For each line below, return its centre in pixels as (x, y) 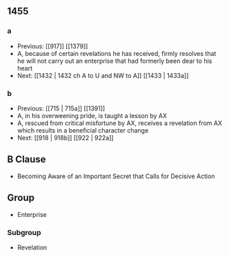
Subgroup (24, 232)
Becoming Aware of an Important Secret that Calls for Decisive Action (116, 176)
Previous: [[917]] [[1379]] (52, 46)
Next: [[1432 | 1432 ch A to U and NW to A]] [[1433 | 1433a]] (103, 75)
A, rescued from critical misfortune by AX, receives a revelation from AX (120, 123)
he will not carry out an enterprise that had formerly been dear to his (114, 61)
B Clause (27, 159)
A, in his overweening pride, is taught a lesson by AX (92, 115)
